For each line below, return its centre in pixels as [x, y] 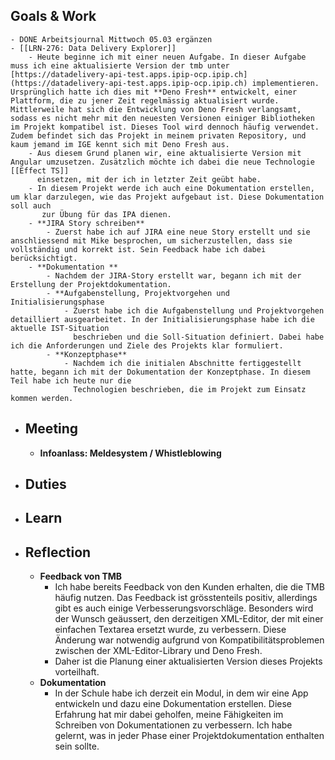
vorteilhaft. [77, 672]
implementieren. [285, 83]
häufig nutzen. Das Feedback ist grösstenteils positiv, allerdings [186, 598]
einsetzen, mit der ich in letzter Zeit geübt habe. [149, 179]
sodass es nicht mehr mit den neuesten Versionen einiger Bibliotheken [162, 118]
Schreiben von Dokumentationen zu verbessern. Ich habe [173, 725]
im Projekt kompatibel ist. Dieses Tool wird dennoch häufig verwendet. [165, 127]
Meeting [51, 429]
